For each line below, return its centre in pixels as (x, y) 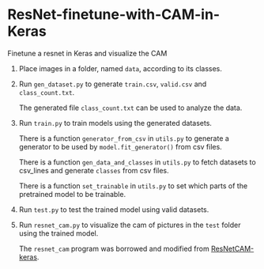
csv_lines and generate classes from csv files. (94, 170)
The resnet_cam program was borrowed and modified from (114, 248)
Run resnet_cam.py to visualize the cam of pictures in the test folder (130, 225)
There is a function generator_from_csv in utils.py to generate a (124, 138)
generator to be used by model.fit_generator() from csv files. (120, 146)
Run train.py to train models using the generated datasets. (115, 123)
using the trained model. (58, 233)
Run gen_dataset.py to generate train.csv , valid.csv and (113, 84)
